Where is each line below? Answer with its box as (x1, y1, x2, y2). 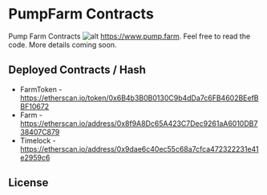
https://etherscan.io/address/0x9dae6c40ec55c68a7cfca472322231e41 (19, 144, 259, 153)
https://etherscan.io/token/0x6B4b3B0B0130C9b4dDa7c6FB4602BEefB (19, 93, 259, 103)
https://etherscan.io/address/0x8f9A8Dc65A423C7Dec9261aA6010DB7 (19, 118, 258, 128)
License (8, 176, 49, 189)
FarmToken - (19, 84, 63, 94)
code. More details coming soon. (8, 39, 117, 49)
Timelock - (19, 136, 56, 145)
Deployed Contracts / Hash (8, 63, 147, 77)
